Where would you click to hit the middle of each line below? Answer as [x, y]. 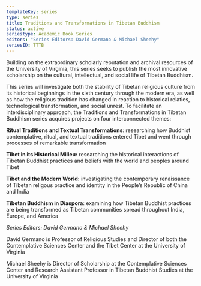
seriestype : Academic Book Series [49, 34]
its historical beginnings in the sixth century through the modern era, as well [100, 93]
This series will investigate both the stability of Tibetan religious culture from [101, 86]
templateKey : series [32, 12]
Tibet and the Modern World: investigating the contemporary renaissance [98, 179]
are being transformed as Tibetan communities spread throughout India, [95, 209]
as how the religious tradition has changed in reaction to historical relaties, [98, 99]
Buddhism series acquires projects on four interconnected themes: [89, 118]
